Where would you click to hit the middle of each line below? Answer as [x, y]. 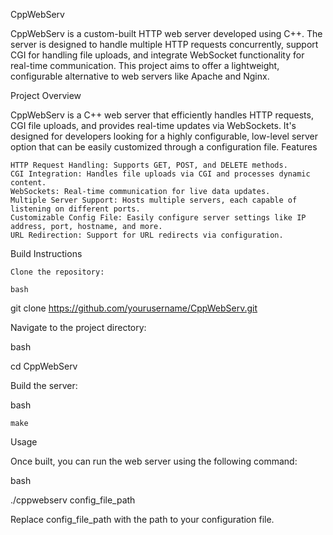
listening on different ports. [75, 209]
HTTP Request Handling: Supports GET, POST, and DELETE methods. [149, 165]
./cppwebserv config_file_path [73, 500]
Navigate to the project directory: [78, 327]
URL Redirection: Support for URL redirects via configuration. [147, 235]
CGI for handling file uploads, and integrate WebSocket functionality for [157, 55]
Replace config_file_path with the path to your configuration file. [142, 519]
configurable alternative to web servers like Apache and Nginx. [140, 76]
